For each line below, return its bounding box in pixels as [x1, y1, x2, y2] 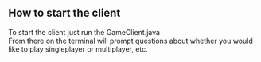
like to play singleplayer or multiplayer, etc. [8, 44, 149, 54]
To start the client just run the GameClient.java [8, 27, 161, 37]
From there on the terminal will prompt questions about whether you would [8, 36, 253, 45]
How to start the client [8, 6, 121, 20]
